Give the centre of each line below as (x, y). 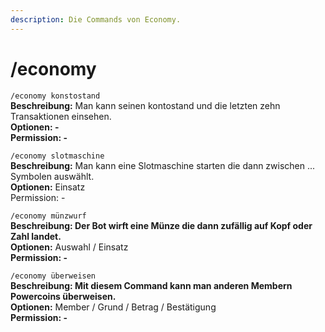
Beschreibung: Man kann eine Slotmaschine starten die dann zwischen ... (163, 165)
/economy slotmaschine (57, 156)
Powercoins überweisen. (63, 296)
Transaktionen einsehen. (61, 116)
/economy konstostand (55, 96)
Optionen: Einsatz (48, 187)
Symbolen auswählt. (52, 176)
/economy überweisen (53, 276)
